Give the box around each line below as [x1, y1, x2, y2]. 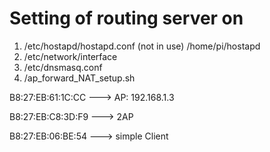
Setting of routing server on [9, 7, 244, 30]
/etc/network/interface [23, 50, 118, 62]
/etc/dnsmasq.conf [23, 61, 103, 73]
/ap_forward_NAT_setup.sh [23, 72, 136, 84]
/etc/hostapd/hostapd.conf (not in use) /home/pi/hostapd [23, 40, 261, 52]
